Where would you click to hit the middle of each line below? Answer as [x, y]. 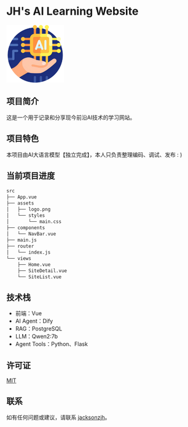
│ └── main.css [34, 222]
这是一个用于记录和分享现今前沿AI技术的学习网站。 [71, 117]
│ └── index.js [29, 253]
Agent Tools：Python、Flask [51, 344]
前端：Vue [28, 313]
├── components [26, 228]
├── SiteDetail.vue [42, 271]
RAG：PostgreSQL [39, 329]
